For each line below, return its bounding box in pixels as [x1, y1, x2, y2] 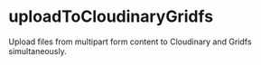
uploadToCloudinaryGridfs [8, 6, 214, 27]
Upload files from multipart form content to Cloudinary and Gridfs [8, 36, 252, 47]
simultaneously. [8, 45, 67, 56]
